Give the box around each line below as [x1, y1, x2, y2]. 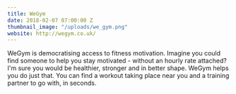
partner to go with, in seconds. [7, 79, 97, 88]
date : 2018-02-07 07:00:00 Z [7, 17, 93, 24]
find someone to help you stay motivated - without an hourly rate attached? [7, 57, 228, 65]
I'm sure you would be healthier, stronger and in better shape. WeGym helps [7, 64, 230, 72]
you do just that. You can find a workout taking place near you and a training [7, 72, 230, 80]
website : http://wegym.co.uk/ [7, 29, 97, 37]
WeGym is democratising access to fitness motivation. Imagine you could [7, 49, 221, 58]
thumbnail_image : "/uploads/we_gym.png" [7, 23, 129, 30]
